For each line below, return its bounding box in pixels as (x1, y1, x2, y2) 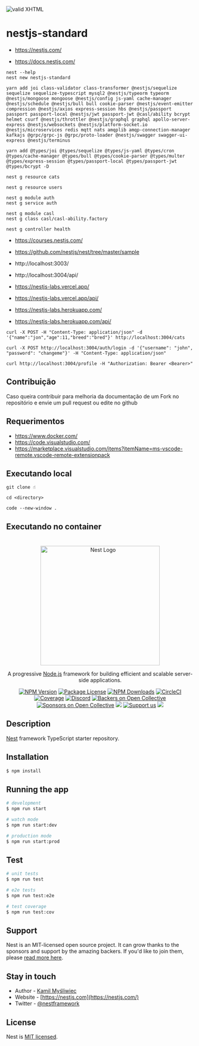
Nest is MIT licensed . (6, 1033, 58, 1041)
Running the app (6, 784, 69, 795)
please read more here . (6, 954, 64, 961)
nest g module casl (6, 210, 55, 216)
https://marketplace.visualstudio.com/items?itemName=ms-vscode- (14, 445, 183, 452)
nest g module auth (6, 195, 55, 201)
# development (6, 800, 42, 806)
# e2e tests (6, 887, 36, 893)
